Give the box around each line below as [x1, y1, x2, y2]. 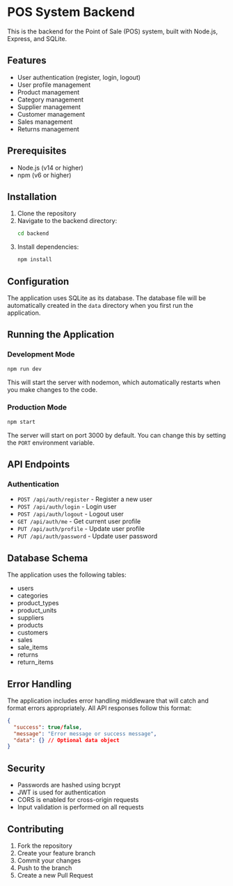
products [17, 621, 44, 630]
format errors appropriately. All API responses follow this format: [7, 703, 192, 712]
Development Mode [7, 350, 75, 359]
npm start [7, 418, 36, 425]
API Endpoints [7, 459, 70, 470]
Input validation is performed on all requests [17, 803, 144, 812]
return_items [17, 658, 54, 666]
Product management [17, 88, 80, 96]
